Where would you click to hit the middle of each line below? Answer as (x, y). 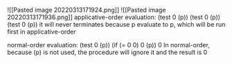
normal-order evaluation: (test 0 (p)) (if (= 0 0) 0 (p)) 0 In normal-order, (108, 45)
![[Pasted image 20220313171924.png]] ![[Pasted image (87, 10)
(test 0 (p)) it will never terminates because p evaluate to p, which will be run (116, 24)
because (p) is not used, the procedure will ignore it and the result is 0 (107, 52)
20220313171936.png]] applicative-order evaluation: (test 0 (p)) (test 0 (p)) (114, 17)
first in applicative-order (42, 32)
